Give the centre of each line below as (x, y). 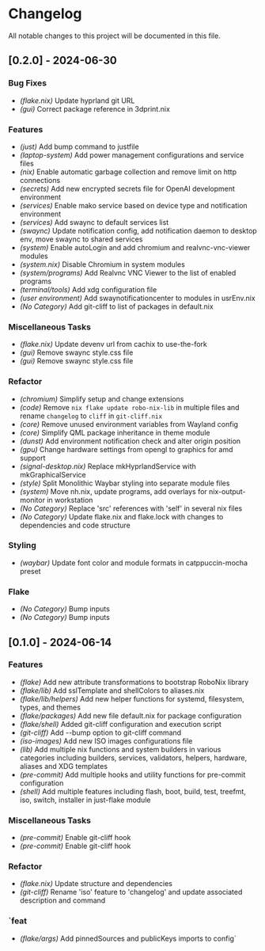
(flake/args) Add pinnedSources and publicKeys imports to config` (128, 938)
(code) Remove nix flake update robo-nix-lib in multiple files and (129, 407)
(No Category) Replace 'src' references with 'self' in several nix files (131, 508)
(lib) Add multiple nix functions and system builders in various (120, 749)
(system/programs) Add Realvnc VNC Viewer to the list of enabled (128, 272)
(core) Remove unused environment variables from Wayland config (129, 424)
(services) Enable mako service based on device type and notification (133, 205)
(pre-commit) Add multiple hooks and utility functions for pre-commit (132, 774)
